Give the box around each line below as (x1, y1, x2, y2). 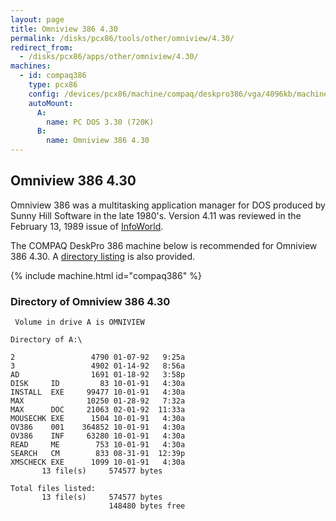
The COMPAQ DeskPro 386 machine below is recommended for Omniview (10, 239, 318, 251)
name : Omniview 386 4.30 (46, 136, 150, 146)
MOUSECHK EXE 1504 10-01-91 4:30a (10, 414, 186, 424)
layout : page (10, 14, 65, 25)
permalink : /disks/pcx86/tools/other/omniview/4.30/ (10, 33, 235, 43)
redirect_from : (10, 42, 74, 53)
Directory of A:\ (10, 335, 83, 345)
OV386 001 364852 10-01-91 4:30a (10, 422, 186, 433)
